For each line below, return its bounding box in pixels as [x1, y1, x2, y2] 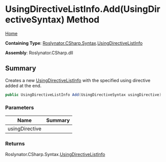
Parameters [5, 104, 34, 111]
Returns [5, 140, 25, 147]
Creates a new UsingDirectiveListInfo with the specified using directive [5, 77, 151, 83]
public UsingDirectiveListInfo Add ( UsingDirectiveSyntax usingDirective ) [5, 92, 162, 97]
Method [66, 14, 100, 25]
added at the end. [5, 82, 42, 88]
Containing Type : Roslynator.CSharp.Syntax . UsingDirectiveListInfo [5, 40, 143, 46]
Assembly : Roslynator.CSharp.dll [5, 50, 73, 56]
